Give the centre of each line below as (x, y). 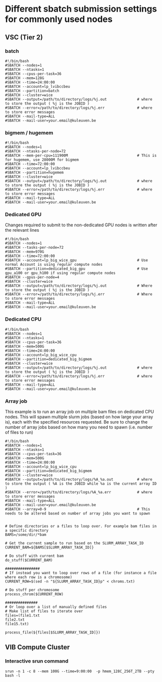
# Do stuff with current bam (34, 556)
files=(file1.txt (22, 615)
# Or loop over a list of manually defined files (56, 607)
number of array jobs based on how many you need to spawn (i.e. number (79, 427)
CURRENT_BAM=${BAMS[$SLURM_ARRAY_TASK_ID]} (50, 547)
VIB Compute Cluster (37, 647)
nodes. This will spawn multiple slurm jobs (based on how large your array (79, 417)
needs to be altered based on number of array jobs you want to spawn (78, 513)
